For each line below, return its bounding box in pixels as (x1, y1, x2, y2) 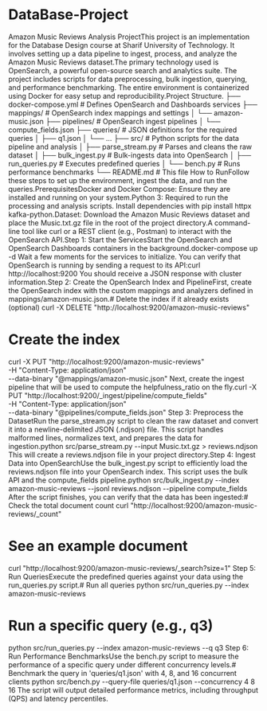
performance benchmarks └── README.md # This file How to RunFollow (8, 167, 249, 177)
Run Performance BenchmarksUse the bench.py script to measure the (8, 651, 239, 661)
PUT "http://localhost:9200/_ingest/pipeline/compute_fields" (8, 390, 208, 400)
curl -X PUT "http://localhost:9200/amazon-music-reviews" (8, 357, 205, 366)
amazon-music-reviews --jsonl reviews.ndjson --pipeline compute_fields (8, 483, 248, 493)
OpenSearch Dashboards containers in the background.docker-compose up (8, 243, 258, 252)
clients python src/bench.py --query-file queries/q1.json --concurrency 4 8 (8, 677, 255, 686)
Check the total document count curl (8, 500, 129, 510)
